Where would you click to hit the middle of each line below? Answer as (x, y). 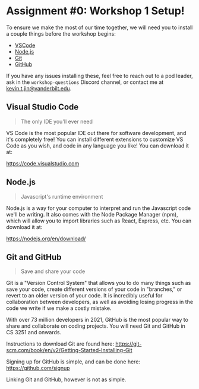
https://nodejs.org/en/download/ (46, 239)
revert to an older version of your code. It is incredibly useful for (84, 296)
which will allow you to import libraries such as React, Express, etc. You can (99, 221)
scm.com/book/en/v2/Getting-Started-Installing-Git (69, 350)
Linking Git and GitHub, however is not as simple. (66, 379)
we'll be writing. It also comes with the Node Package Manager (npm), (92, 214)
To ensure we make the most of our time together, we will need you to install (99, 27)
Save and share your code (53, 271)
